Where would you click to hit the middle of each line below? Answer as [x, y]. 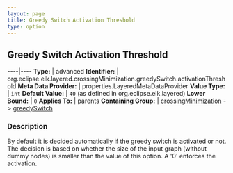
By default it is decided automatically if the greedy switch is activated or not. [117, 141]
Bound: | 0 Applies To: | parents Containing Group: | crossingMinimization [114, 101]
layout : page [26, 14]
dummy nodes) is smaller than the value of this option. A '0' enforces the [112, 156]
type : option [26, 26]
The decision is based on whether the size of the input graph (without [107, 149]
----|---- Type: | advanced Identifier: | [63, 72]
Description [27, 126]
